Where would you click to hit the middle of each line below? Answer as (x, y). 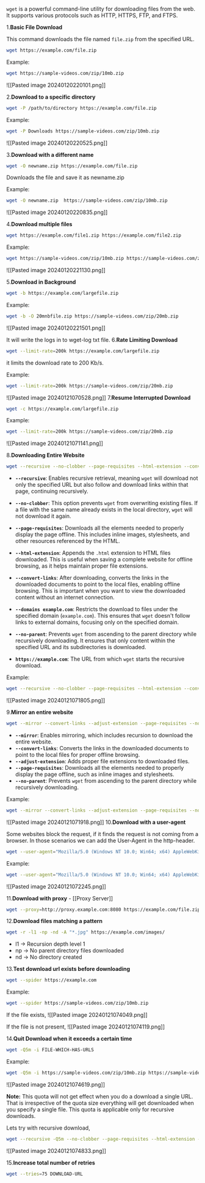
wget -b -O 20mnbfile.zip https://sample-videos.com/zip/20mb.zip (92, 316)
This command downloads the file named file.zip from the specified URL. (100, 39)
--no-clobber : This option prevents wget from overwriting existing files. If (106, 503)
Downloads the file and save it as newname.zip (66, 178)
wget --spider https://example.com (52, 980)
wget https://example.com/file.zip (52, 50)
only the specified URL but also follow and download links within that (102, 485)
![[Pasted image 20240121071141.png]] (55, 443)
